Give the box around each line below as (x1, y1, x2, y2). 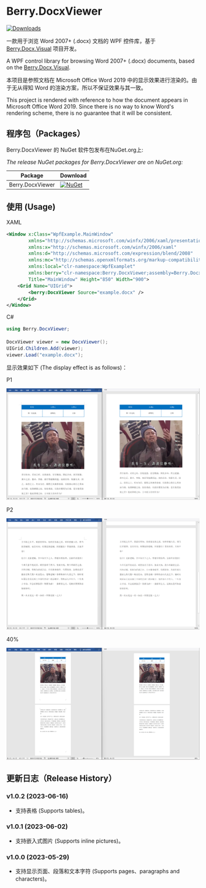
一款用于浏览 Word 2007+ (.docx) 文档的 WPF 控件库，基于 (6, 37, 156, 44)
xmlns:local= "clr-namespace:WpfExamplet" (28, 264, 136, 270)
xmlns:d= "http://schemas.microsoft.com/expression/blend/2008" (28, 250, 193, 257)
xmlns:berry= (28, 270, 62, 277)
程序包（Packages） (6, 129, 85, 139)
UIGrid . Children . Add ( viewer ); (6, 345, 84, 351)
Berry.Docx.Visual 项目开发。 (6, 45, 80, 52)
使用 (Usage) (6, 202, 56, 212)
